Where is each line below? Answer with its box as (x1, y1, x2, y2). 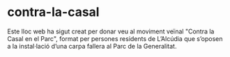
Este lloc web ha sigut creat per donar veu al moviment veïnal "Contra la (7, 27, 215, 35)
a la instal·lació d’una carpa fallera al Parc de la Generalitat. (7, 42, 177, 50)
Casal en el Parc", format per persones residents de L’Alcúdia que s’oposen (7, 34, 223, 42)
